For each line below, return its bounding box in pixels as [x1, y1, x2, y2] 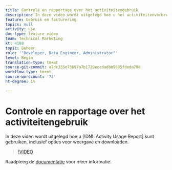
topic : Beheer [5, 46, 36, 51]
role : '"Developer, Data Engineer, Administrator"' [5, 50, 118, 55]
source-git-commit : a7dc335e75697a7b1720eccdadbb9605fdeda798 [5, 65, 141, 70]
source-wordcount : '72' [5, 74, 56, 79]
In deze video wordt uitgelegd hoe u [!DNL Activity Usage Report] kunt [5, 133, 155, 139]
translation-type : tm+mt [5, 60, 58, 65]
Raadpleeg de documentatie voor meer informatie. [5, 158, 112, 164]
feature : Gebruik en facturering [5, 17, 77, 22]
